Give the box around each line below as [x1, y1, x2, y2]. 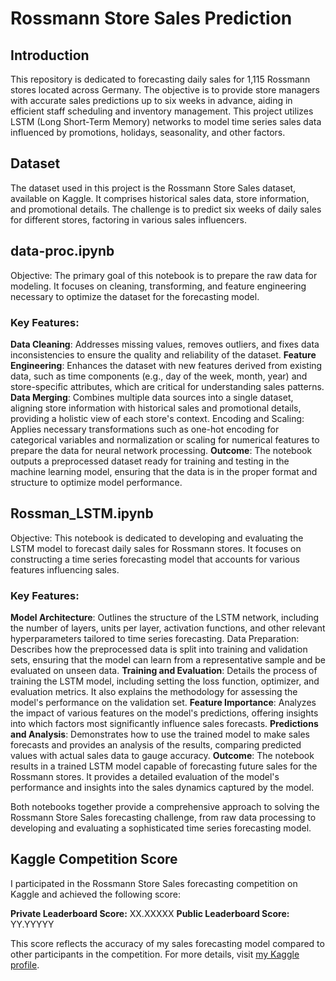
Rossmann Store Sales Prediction [10, 7, 293, 30]
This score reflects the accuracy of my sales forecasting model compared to [10, 937, 325, 949]
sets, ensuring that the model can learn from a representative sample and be [10, 654, 326, 666]
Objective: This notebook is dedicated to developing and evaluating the [10, 532, 304, 544]
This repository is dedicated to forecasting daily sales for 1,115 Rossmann [10, 73, 311, 85]
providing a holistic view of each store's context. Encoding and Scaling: [10, 412, 305, 424]
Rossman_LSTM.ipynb [10, 505, 154, 522]
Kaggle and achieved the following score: [10, 888, 181, 900]
